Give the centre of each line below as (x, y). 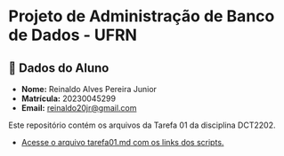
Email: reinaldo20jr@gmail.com (79, 108)
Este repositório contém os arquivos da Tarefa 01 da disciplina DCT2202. (142, 125)
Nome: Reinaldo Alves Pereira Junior (89, 89)
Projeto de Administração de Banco (142, 16)
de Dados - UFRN (73, 35)
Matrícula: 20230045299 (69, 98)
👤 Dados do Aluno (59, 68)
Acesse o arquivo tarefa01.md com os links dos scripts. (122, 142)
